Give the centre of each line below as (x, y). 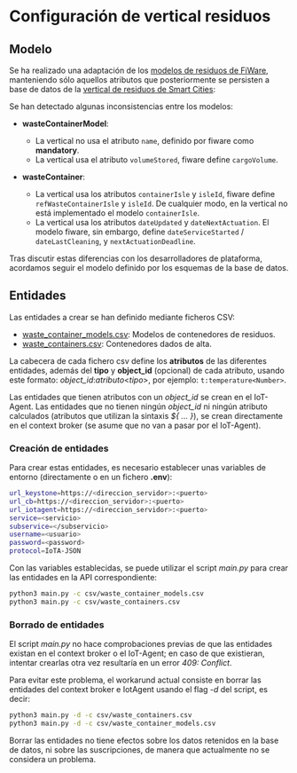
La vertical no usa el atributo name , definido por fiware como (145, 141)
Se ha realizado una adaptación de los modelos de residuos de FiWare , (139, 70)
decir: (20, 699)
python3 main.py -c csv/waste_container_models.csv (106, 594)
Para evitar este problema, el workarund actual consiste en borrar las (135, 680)
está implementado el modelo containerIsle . (117, 213)
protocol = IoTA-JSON (45, 551)
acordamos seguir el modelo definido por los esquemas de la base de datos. (149, 268)
